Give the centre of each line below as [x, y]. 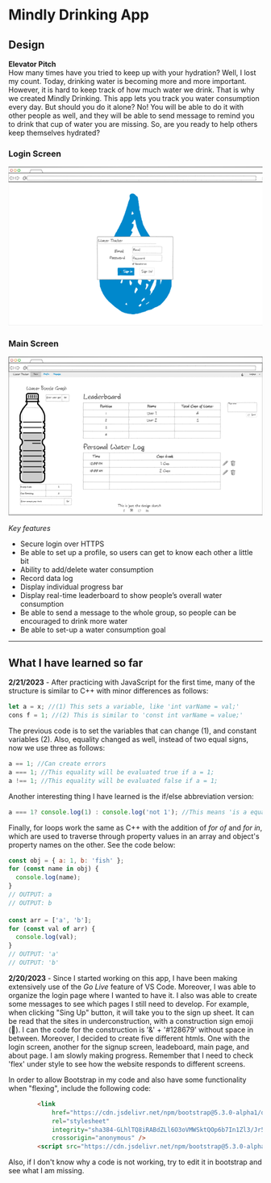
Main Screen [33, 343]
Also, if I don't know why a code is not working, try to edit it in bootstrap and [135, 1162]
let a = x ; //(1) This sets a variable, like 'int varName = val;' [124, 707]
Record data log [46, 579]
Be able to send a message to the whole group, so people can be [128, 613]
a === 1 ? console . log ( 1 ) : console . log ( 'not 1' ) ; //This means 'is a [128, 812]
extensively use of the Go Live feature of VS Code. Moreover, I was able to [132, 987]
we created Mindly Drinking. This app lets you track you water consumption [134, 98]
